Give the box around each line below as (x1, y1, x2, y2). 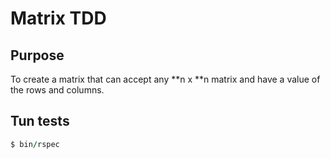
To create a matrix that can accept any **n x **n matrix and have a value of (10, 73, 321, 85)
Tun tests (10, 113, 70, 130)
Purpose (10, 47, 65, 64)
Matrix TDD (10, 7, 107, 30)
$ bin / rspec (10, 139, 60, 149)
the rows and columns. (10, 84, 105, 96)
